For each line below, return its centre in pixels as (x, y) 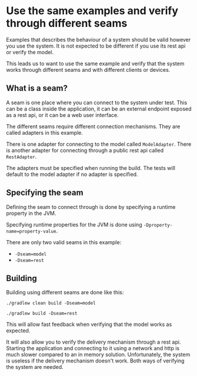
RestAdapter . (21, 157)
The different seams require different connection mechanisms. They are (93, 126)
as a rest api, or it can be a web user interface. (62, 115)
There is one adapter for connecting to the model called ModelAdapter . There (99, 144)
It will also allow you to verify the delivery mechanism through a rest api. (94, 342)
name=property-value (31, 231)
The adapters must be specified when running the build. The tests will (91, 168)
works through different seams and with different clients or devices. (88, 69)
